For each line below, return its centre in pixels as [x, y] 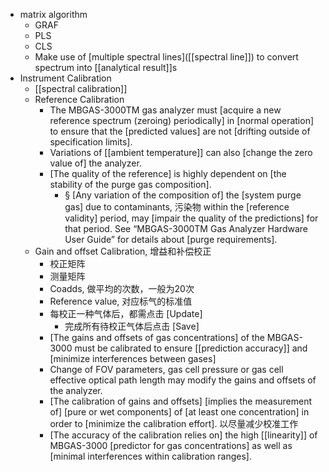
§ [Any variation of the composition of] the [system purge [183, 195]
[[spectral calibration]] [81, 88]
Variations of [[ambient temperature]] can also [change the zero [181, 152]
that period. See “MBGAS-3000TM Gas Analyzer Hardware [186, 228]
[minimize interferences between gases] [133, 358]
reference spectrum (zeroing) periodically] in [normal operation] [182, 120]
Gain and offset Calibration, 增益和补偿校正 [123, 251]
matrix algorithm [53, 14]
